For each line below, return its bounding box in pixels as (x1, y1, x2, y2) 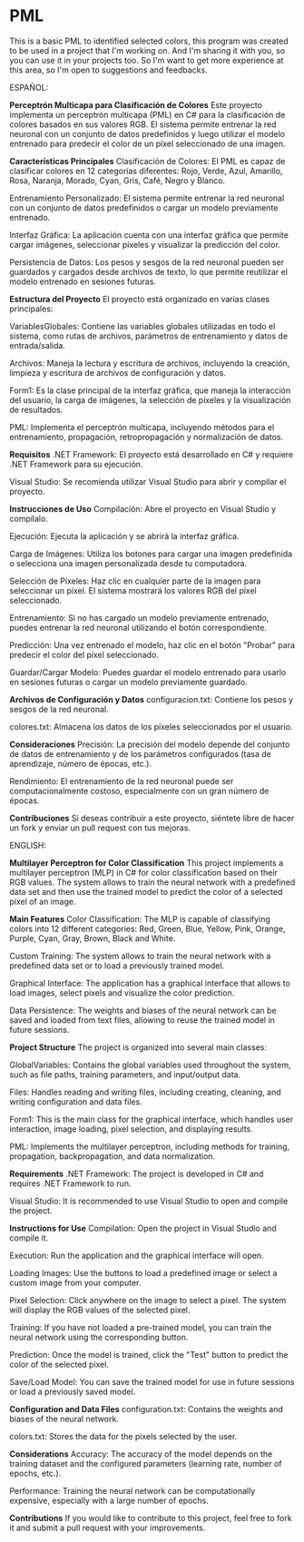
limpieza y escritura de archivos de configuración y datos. (9, 367, 227, 378)
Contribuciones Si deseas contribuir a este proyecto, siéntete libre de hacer (9, 812, 295, 823)
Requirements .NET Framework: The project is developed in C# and (9, 1168, 264, 1179)
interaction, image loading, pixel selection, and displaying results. (9, 1123, 254, 1134)
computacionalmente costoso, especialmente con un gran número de (9, 785, 270, 796)
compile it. (9, 1232, 49, 1243)
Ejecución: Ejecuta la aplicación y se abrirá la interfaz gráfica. (9, 530, 240, 541)
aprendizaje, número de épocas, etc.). (9, 758, 152, 769)
